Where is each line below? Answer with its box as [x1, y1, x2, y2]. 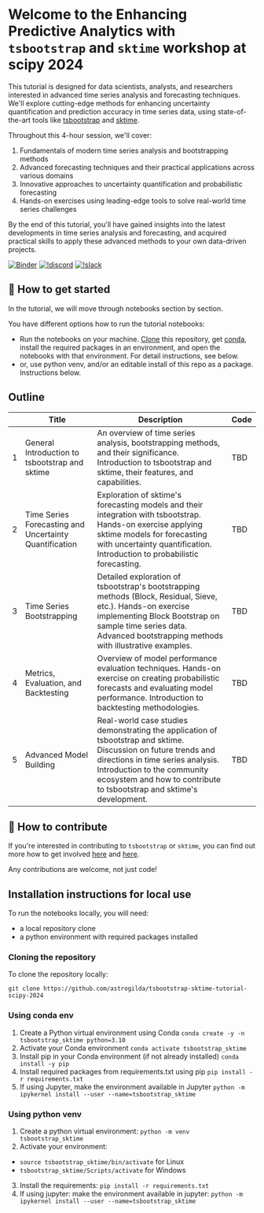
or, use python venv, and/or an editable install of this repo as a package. [19, 359, 254, 369]
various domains [19, 171, 74, 180]
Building [24, 759, 55, 770]
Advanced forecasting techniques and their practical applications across [19, 162, 255, 172]
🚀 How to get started [8, 283, 111, 296]
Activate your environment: [19, 1142, 108, 1152]
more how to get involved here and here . [8, 849, 140, 859]
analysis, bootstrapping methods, [97, 437, 220, 448]
